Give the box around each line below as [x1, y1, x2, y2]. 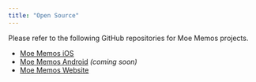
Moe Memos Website [19, 65, 89, 75]
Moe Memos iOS [19, 48, 74, 58]
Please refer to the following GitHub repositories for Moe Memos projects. [8, 33, 249, 43]
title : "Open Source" [8, 11, 80, 20]
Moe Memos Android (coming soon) [19, 57, 137, 66]
